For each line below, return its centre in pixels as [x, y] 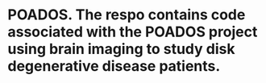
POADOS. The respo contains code [127, 15]
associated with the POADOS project [133, 32]
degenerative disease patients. [114, 66]
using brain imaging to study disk [121, 49]
